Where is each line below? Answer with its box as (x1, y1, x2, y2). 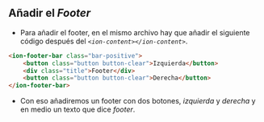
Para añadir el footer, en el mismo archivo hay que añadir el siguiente (19, 27, 250, 37)
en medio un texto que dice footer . (19, 104, 136, 115)
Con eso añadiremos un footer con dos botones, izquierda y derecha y (19, 96, 256, 106)
